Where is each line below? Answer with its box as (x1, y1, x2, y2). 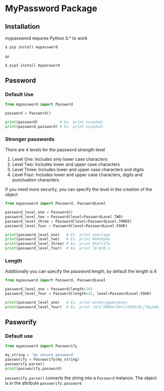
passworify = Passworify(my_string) (5, 357, 80, 362)
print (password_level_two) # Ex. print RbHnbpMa (5, 237, 110, 242)
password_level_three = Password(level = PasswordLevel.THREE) (5, 219, 132, 224)
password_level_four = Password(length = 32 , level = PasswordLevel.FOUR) (5, 291, 152, 296)
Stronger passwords (5, 136, 55, 142)
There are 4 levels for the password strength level (5, 147, 105, 153)
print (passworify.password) (5, 366, 62, 371)
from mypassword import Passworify (5, 344, 78, 349)
